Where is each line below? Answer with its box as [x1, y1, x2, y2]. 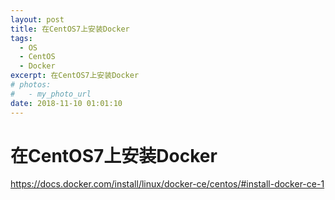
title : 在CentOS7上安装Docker [10, 24, 130, 34]
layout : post [10, 14, 65, 25]
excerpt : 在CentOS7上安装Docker [10, 71, 140, 81]
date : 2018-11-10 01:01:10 [10, 98, 123, 108]
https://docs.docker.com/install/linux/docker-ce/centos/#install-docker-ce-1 [10, 178, 325, 190]
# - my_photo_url [10, 89, 92, 99]
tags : [10, 33, 33, 43]
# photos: [10, 80, 52, 90]
